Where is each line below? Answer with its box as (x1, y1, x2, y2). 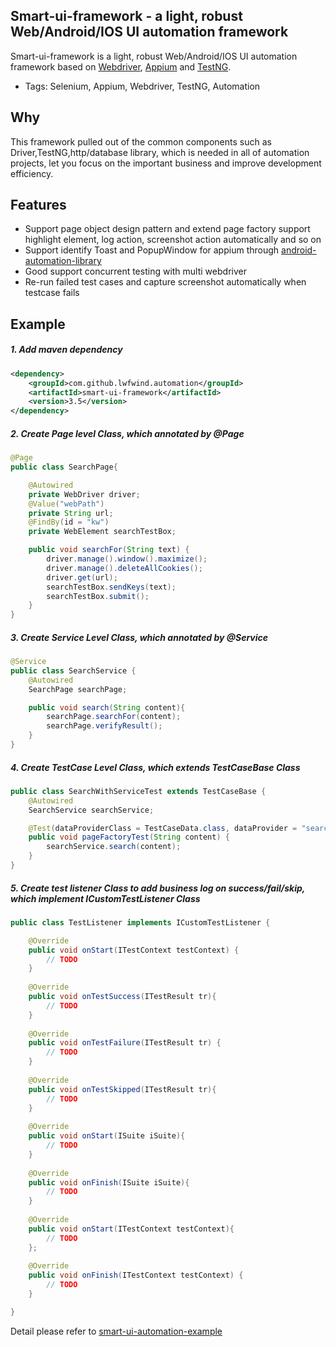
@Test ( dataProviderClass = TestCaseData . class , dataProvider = (28, 823, 298, 833)
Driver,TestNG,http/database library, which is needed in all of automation (10, 146, 310, 158)
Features (10, 197, 67, 214)
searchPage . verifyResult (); (46, 721, 163, 731)
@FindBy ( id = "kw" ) (28, 517, 110, 528)
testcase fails (24, 287, 80, 299)
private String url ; (28, 508, 114, 518)
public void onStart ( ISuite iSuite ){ (28, 1131, 186, 1141)
